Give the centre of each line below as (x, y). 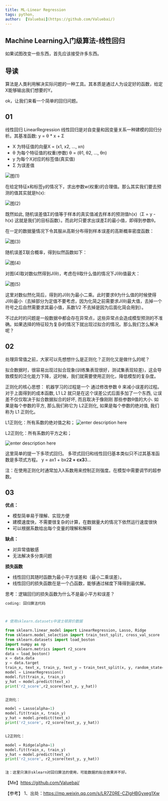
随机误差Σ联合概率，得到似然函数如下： (46, 252)
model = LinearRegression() (34, 672)
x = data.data (20, 658)
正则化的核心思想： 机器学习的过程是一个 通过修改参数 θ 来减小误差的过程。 (83, 386)
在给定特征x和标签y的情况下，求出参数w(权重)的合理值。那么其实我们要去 (81, 186)
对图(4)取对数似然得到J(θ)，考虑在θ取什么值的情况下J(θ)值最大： (73, 273)
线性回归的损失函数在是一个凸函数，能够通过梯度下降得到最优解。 (80, 583)
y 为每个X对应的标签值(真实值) (44, 159)
